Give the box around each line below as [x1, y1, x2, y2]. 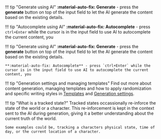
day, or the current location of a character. [5, 129, 101, 134]
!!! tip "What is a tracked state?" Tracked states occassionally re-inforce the [5, 100, 156, 106]
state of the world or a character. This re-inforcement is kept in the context [5, 105, 154, 111]
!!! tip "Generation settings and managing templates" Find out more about [5, 80, 151, 86]
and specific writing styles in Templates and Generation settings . [5, 91, 135, 96]
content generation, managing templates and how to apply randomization [5, 86, 152, 91]
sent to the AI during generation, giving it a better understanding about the [5, 110, 154, 116]
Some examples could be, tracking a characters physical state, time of [5, 125, 155, 130]
